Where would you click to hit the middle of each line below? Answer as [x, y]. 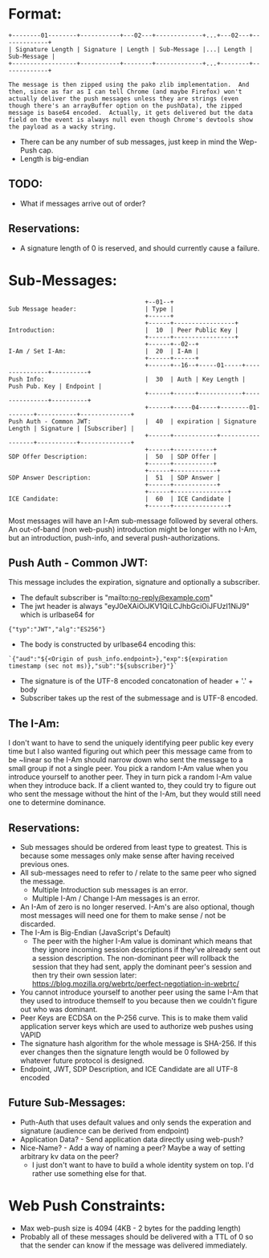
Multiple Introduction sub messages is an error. [110, 889]
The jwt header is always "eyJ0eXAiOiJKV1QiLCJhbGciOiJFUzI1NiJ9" [135, 607]
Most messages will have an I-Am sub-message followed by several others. [133, 521]
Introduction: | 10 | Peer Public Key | [124, 330]
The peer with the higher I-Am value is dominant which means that [142, 941]
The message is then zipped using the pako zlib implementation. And [129, 84]
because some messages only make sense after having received [127, 856]
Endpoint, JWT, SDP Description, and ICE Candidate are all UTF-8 [129, 1068]
